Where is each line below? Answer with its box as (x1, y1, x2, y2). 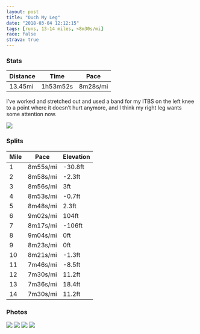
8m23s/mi (28, 241, 57, 249)
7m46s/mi (28, 260, 57, 268)
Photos (6, 308, 28, 316)
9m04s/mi (28, 231, 57, 240)
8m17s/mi (28, 221, 57, 229)
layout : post (6, 8, 39, 15)
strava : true (6, 37, 39, 43)
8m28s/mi (78, 82, 108, 91)
